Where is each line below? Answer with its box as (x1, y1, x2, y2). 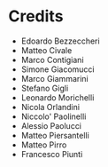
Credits (8, 6, 64, 27)
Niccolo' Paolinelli (20, 111, 87, 122)
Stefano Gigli (20, 83, 69, 93)
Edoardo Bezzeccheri (20, 36, 100, 46)
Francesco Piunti (20, 148, 83, 159)
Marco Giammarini (20, 73, 89, 83)
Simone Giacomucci (20, 64, 95, 75)
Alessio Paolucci (20, 120, 81, 131)
